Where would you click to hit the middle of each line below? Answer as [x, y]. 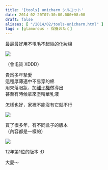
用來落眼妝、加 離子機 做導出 [34, 88]
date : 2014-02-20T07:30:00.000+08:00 [45, 15]
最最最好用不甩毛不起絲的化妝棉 [39, 44]
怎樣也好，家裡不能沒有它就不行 [39, 105]
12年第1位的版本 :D [25, 152]
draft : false [19, 19]
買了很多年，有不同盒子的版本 [36, 125]
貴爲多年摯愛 [19, 75]
